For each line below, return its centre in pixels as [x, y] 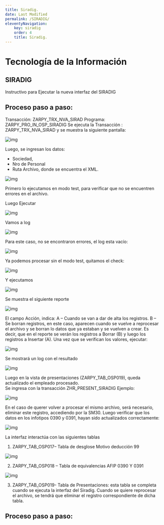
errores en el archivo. [27, 193]
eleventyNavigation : [26, 24]
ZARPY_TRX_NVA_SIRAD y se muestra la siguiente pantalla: [65, 130]
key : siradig [27, 28]
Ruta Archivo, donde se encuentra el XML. [55, 169]
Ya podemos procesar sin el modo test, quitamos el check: [65, 261]
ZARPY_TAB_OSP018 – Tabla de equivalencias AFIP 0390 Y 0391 [78, 466]
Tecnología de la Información [66, 62]
